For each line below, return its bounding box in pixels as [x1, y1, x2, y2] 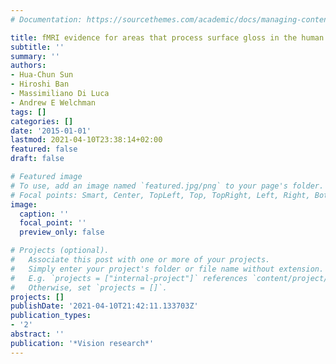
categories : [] [10, 116, 74, 126]
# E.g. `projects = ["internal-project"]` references [10, 273, 248, 283]
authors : [10, 61, 47, 71]
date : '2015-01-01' [10, 126, 92, 136]
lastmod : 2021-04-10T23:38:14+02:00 [10, 135, 163, 145]
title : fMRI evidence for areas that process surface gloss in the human [10, 32, 325, 43]
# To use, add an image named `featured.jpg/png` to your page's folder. [10, 181, 325, 191]
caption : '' [19, 209, 70, 219]
